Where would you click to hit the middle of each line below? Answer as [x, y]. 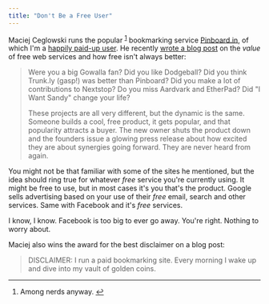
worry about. [30, 230]
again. [38, 156]
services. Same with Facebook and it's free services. [95, 206]
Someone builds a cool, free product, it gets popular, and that [129, 122]
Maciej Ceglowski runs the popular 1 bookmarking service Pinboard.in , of [129, 39]
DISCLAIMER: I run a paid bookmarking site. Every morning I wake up [142, 260]
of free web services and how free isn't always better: [97, 57]
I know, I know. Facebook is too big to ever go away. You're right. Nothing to [133, 221]
